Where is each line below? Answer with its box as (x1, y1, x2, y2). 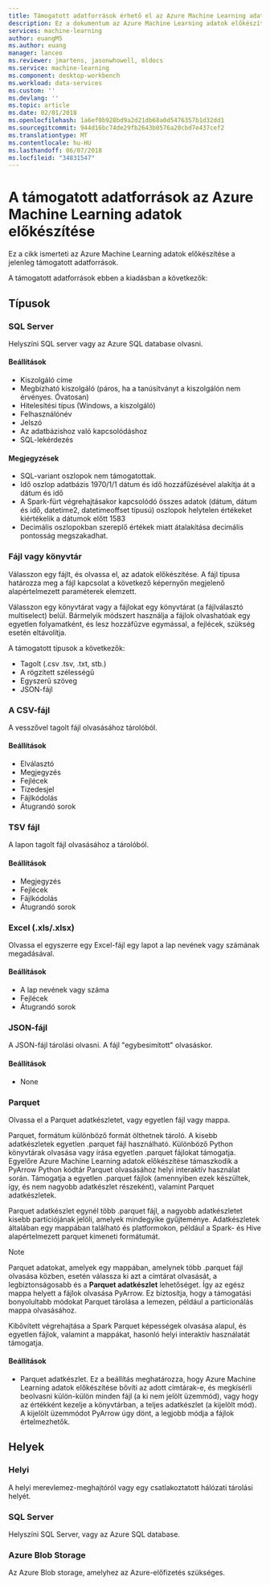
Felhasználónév (19, 409, 72, 419)
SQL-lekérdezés (19, 435, 74, 444)
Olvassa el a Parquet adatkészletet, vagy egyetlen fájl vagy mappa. (8, 1115, 231, 1124)
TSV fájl (8, 821, 40, 833)
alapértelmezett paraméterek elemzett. (8, 586, 137, 596)
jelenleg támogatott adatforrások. (8, 258, 119, 268)
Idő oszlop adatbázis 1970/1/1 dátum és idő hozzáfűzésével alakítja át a (19, 480, 256, 489)
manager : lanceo (8, 49, 63, 57)
